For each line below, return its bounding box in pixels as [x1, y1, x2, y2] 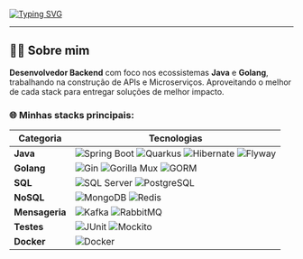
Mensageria [14, 206, 67, 218]
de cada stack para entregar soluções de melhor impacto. [9, 86, 225, 97]
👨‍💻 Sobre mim [9, 43, 90, 59]
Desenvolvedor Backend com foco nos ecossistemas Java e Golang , [9, 67, 269, 78]
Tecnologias [148, 132, 203, 144]
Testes [14, 221, 44, 234]
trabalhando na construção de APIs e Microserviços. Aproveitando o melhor [9, 77, 291, 88]
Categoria [18, 132, 62, 144]
